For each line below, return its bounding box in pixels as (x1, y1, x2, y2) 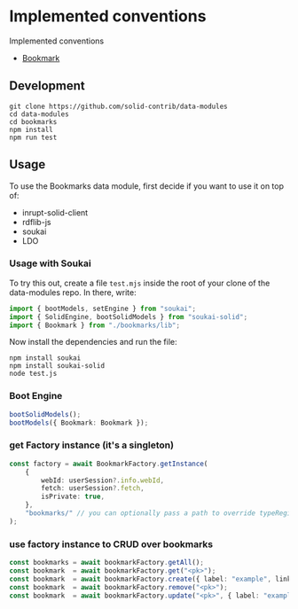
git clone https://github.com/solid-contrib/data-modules (9, 102, 228, 111)
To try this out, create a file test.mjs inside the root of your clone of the (9, 277, 271, 288)
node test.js (9, 370, 58, 379)
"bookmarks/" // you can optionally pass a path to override (25, 509, 255, 518)
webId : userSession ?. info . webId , (41, 476, 165, 485)
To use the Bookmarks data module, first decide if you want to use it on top (9, 180, 285, 191)
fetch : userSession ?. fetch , (41, 484, 145, 493)
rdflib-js (21, 216, 51, 227)
